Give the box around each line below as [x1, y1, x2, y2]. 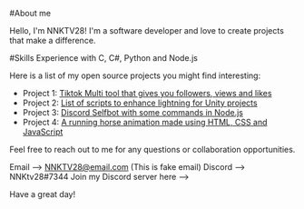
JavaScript [22, 126, 64, 137]
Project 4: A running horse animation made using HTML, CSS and [22, 117, 268, 127]
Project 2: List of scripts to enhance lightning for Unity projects [22, 97, 258, 108]
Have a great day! [9, 189, 75, 199]
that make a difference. [9, 35, 96, 45]
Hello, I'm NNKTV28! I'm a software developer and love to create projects [9, 25, 284, 35]
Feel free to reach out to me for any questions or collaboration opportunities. [9, 144, 296, 154]
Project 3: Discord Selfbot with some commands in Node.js [22, 107, 243, 117]
